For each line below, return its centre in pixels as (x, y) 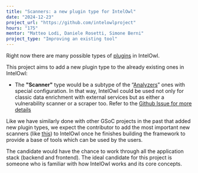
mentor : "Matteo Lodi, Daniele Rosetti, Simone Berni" (75, 34)
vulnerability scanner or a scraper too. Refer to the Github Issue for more (103, 103)
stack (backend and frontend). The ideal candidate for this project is (89, 157)
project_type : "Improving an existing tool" (62, 39)
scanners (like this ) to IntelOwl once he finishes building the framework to (96, 134)
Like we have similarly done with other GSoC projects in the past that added (98, 121)
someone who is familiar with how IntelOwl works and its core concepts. (94, 164)
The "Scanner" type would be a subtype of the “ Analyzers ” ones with (100, 85)
